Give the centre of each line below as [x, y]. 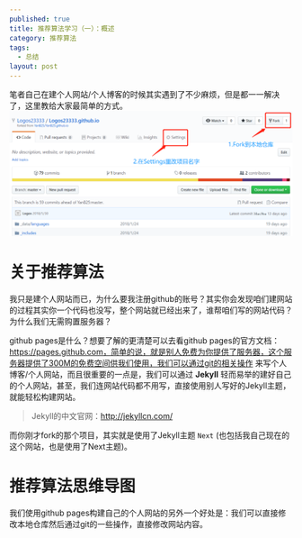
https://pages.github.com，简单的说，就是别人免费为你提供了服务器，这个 [147, 351]
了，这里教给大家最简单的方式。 [68, 105]
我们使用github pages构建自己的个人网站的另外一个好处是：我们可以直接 [144, 513]
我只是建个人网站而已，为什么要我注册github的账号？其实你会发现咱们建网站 [151, 298]
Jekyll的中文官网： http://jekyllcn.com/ [102, 415]
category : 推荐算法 [43, 38]
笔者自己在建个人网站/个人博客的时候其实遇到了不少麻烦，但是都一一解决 [145, 94]
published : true [40, 19]
